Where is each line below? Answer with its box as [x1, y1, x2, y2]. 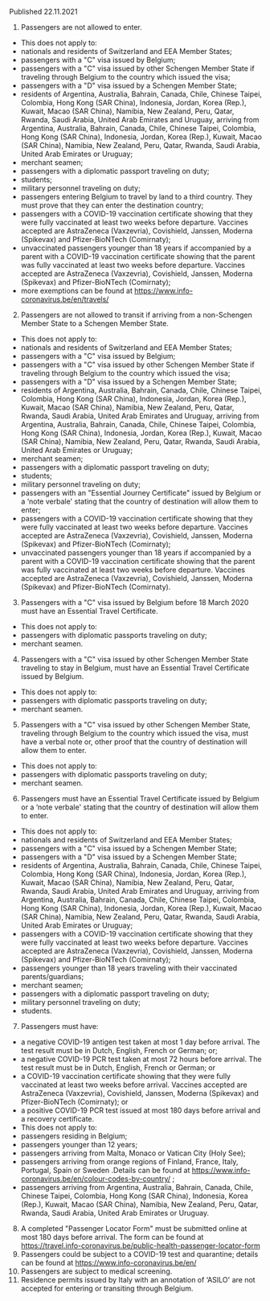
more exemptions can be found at [20, 286, 133, 295]
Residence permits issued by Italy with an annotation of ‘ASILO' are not [20, 1275, 256, 1284]
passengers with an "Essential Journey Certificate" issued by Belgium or [20, 488, 262, 497]
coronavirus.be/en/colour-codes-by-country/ [20, 1174, 171, 1184]
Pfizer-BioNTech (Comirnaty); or [20, 1097, 129, 1106]
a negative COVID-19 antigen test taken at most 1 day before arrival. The [20, 1037, 260, 1047]
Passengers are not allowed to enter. [20, 23, 143, 31]
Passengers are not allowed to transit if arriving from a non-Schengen [20, 310, 252, 319]
